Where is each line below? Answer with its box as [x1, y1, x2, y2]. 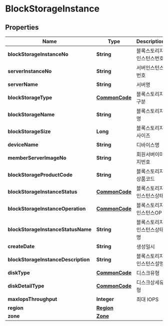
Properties [5, 23, 39, 32]
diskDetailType [7, 282, 44, 289]
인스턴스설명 [136, 260, 164, 267]
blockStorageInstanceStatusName [7, 226, 91, 233]
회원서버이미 [136, 151, 164, 158]
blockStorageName [7, 111, 55, 118]
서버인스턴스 [136, 64, 164, 71]
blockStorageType [7, 94, 52, 101]
